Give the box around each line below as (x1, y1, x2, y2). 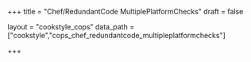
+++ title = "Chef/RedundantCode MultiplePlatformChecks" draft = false (7, 7, 244, 16)
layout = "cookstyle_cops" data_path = (7, 22, 135, 31)
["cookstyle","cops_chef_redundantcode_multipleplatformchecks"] (7, 31, 226, 40)
